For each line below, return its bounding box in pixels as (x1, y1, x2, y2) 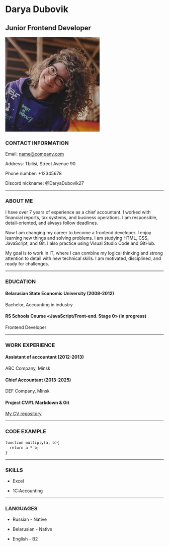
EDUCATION (5, 278, 36, 285)
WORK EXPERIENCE (5, 341, 55, 349)
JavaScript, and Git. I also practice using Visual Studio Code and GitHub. (5, 240, 156, 246)
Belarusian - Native (12, 526, 53, 532)
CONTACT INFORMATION (5, 140, 69, 147)
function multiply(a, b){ (5, 440, 59, 445)
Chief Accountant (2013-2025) (5, 377, 71, 383)
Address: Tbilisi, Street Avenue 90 (5, 161, 76, 167)
